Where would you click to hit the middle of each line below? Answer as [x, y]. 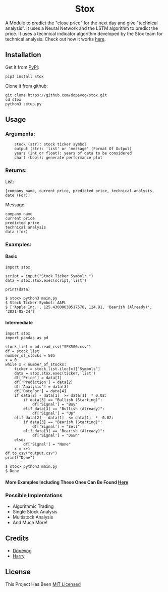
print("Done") [20, 458]
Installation [23, 55]
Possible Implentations [34, 495]
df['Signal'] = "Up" [54, 414]
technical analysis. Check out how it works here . [55, 39]
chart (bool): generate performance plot [58, 158]
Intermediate [19, 323]
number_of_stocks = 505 [30, 356]
